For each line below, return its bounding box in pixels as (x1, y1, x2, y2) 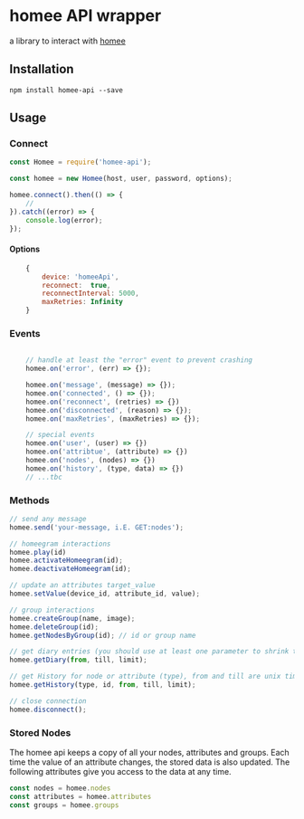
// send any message (9, 514, 88, 523)
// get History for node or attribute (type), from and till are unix (9, 671, 281, 681)
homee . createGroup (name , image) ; (9, 614, 136, 623)
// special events (25, 431, 95, 440)
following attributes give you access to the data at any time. (9, 767, 233, 777)
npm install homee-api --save (9, 85, 124, 95)
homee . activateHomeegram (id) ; (9, 556, 124, 566)
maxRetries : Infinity (42, 298, 124, 307)
